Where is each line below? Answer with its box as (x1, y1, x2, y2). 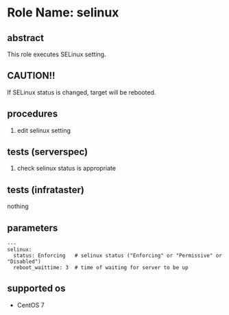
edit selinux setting (16, 126, 71, 134)
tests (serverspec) (7, 146, 88, 158)
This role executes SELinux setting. (7, 50, 106, 58)
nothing (7, 202, 29, 210)
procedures (7, 108, 58, 120)
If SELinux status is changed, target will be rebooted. (7, 88, 156, 97)
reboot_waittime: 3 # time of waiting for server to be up (13, 264, 189, 271)
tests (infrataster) (7, 184, 84, 196)
